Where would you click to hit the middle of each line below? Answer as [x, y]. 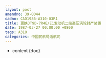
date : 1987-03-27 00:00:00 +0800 [39, 28]
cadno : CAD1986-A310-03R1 [31, 19]
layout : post [18, 10]
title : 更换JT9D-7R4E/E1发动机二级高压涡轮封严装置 [53, 23]
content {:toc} [26, 50]
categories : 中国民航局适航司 [33, 37]
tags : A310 [16, 32]
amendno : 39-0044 [23, 14]
